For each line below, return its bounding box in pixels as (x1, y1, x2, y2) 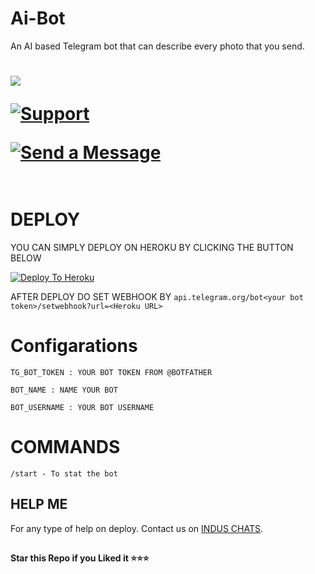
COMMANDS (10, 436, 121, 459)
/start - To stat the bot (10, 468, 118, 479)
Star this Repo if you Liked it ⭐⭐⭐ (10, 552, 150, 564)
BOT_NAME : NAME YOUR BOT (10, 385, 118, 395)
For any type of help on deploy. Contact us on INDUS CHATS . (10, 522, 263, 534)
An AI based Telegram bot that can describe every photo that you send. (10, 40, 305, 52)
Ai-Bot (10, 7, 66, 30)
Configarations (10, 335, 138, 357)
